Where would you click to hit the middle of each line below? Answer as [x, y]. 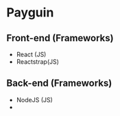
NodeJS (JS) [34, 100]
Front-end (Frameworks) [60, 38]
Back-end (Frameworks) [59, 83]
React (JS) [31, 54]
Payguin [30, 13]
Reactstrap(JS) [38, 62]
